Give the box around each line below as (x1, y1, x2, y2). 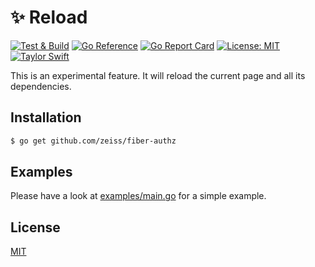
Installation (10, 109, 82, 126)
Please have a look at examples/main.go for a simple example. (10, 190, 267, 202)
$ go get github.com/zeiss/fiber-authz (10, 136, 177, 146)
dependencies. (10, 80, 72, 92)
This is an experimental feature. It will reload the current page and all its (10, 69, 306, 81)
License (10, 219, 61, 236)
